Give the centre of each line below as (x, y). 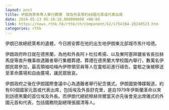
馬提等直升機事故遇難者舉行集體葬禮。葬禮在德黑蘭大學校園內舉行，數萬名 (82, 60)
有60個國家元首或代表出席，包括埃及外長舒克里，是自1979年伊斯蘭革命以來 (83, 90)
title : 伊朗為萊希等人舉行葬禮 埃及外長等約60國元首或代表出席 (64, 15)
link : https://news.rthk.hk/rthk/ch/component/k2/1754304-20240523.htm (82, 24)
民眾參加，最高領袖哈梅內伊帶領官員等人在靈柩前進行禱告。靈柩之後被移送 (87, 67)
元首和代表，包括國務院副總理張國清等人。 (54, 102)
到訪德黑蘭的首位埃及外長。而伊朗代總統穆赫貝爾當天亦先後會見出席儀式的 (82, 96)
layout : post (19, 10)
